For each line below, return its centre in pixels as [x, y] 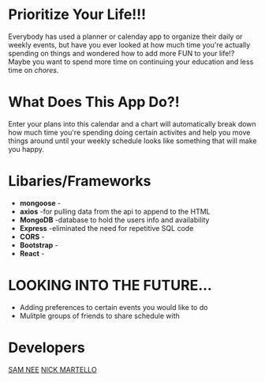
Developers [47, 348]
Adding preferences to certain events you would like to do [114, 307]
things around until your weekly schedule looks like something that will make [132, 141]
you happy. [26, 149]
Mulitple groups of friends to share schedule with [99, 316]
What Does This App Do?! [94, 102]
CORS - [32, 236]
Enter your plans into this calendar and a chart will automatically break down [132, 123]
